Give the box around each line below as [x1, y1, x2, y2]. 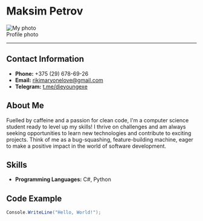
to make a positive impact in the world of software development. [6, 142, 166, 150]
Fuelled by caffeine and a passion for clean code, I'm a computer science [6, 116, 189, 124]
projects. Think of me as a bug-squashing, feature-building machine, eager [6, 136, 193, 143]
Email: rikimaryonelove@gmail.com [14, 76, 104, 84]
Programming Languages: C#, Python [14, 176, 112, 183]
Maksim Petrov [6, 4, 83, 18]
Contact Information [6, 54, 85, 64]
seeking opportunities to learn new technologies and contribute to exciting [6, 129, 192, 137]
